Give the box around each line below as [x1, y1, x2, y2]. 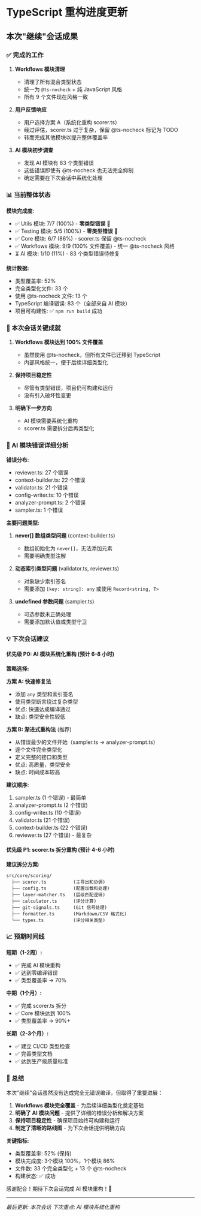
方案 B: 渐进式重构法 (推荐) [6, 725, 72, 732]
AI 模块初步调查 [14, 146, 54, 154]
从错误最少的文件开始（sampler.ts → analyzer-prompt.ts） [14, 738, 159, 746]
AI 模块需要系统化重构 [23, 418, 78, 425]
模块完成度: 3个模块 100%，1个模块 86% [14, 1157, 115, 1164]
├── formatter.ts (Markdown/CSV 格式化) [11, 911, 127, 917]
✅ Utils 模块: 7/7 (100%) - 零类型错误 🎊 [14, 220, 111, 227]
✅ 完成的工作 [6, 50, 44, 59]
